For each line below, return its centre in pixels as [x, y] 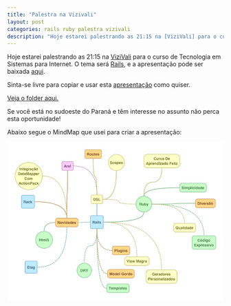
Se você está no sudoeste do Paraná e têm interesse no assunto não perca [113, 112]
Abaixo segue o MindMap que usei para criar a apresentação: [95, 132]
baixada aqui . [26, 72]
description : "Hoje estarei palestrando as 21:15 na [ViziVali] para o [112, 37]
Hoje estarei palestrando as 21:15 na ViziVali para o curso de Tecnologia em [114, 57]
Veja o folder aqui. [33, 98]
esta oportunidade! [34, 119]
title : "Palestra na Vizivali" [52, 14]
